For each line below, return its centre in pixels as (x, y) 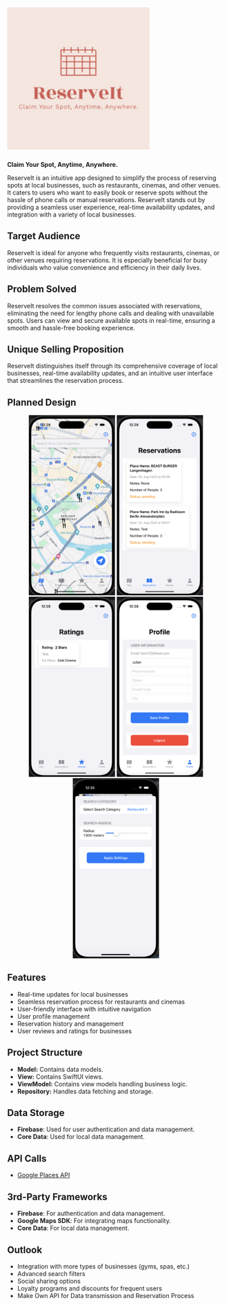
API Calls (27, 1158)
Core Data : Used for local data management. (81, 1137)
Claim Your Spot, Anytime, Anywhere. (63, 164)
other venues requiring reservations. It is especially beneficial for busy (107, 260)
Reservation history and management (70, 1024)
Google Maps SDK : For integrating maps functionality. (94, 1221)
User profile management (53, 1016)
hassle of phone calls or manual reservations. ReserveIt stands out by (106, 199)
